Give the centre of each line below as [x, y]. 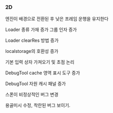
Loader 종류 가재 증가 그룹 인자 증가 [41, 30]
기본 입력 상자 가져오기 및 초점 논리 [40, 62]
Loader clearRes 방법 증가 [32, 40]
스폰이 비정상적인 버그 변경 [32, 95]
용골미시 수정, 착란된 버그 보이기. [38, 105]
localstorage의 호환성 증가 [32, 51]
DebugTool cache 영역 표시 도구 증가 [43, 73]
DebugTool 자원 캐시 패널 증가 [36, 84]
